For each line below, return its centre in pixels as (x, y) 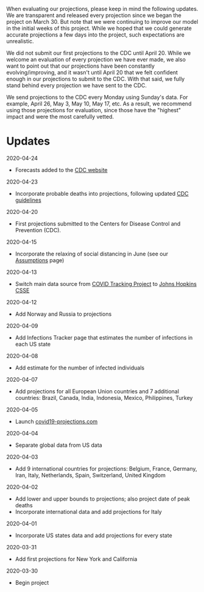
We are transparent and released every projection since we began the (94, 15)
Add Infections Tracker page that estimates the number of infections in (104, 337)
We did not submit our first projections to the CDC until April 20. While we (99, 53)
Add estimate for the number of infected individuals (80, 368)
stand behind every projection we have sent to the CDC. (77, 85)
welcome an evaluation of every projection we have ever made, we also (96, 59)
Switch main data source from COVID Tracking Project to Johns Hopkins (106, 284)
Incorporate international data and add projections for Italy (89, 512)
